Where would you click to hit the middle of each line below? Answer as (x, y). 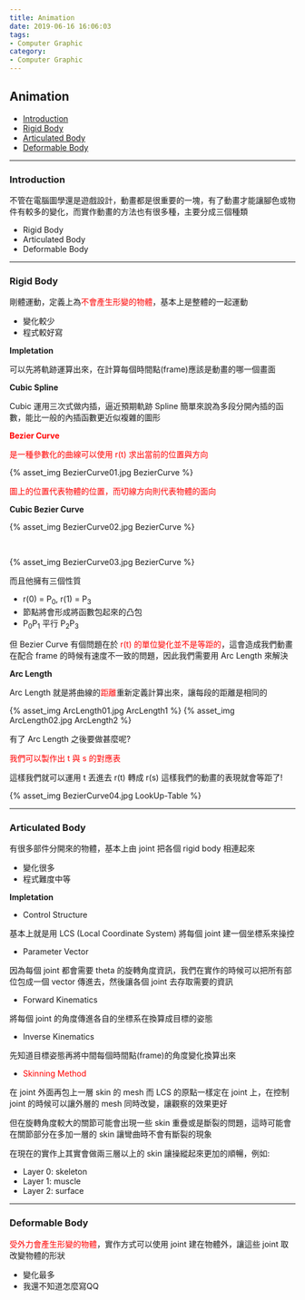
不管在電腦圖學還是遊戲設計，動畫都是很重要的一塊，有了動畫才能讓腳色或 (148, 200)
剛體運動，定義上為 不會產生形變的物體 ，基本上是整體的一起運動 (128, 302)
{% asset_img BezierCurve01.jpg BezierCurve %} (101, 473)
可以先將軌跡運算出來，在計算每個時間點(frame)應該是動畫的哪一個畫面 (143, 369)
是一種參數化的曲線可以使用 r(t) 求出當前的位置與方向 (109, 455)
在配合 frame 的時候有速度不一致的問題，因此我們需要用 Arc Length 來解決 (149, 655)
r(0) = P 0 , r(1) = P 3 (57, 600)
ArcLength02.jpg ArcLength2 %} (71, 720)
